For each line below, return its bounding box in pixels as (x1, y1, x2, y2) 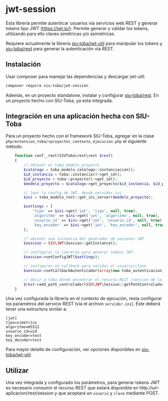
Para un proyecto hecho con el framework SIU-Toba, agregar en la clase (5, 133, 155, 139)
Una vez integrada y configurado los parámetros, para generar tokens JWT (5, 379, 160, 385)
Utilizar (5, 366, 29, 374)
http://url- (139, 385, 160, 391)
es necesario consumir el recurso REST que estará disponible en (5, 385, 139, 391)
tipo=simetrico (5, 320, 37, 325)
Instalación (5, 60, 41, 68)
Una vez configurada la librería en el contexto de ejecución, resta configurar (5, 295, 163, 301)
